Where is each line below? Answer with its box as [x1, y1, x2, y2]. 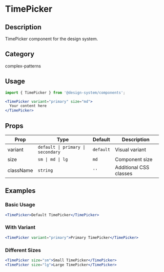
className [7, 167, 33, 174]
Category [5, 50, 35, 58]
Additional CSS [115, 164, 150, 171]
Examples [5, 187, 36, 195]
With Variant [5, 224, 36, 231]
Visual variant [115, 146, 146, 153]
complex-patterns [5, 63, 41, 69]
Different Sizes [5, 247, 41, 253]
